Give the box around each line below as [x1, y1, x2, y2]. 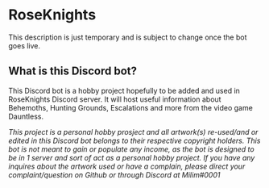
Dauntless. [8, 111, 44, 121]
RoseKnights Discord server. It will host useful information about [8, 94, 221, 104]
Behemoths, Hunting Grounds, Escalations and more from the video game [8, 102, 254, 112]
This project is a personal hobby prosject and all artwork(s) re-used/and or [8, 127, 259, 136]
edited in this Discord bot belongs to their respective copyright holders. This [8, 136, 261, 145]
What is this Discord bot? [8, 65, 138, 78]
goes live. [8, 40, 41, 50]
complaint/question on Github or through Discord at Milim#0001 [8, 169, 221, 179]
